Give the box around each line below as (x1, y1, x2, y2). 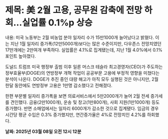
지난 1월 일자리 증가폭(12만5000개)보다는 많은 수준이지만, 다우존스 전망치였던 (10, 40, 161, 46)
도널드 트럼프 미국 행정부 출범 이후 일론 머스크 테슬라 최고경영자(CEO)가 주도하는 (5, 63, 163, 70)
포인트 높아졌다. (5, 53, 36, 59)
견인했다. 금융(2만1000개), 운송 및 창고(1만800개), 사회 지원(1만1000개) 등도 (10, 99, 160, 105)
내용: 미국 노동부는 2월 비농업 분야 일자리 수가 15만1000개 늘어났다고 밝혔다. (5, 34, 154, 40)
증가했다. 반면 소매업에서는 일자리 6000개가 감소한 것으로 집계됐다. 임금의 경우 (5, 105, 159, 111)
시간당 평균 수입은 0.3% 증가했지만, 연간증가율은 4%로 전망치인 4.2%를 (5, 112, 146, 118)
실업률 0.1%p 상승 (21, 17, 92, 28)
